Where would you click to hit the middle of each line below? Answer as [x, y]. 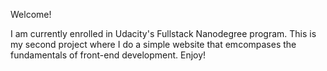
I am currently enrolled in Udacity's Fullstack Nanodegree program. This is [163, 33]
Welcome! [31, 14]
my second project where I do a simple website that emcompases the [153, 44]
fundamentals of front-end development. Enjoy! [108, 55]
